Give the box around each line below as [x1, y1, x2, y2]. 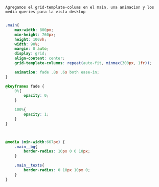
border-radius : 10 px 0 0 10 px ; [24, 149, 90, 154]
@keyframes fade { [5, 84, 44, 89]
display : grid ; [14, 51, 47, 56]
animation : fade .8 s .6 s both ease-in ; [14, 69, 100, 75]
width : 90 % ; [14, 41, 40, 47]
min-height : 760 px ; [14, 32, 56, 37]
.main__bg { [14, 144, 38, 149]
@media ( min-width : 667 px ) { [5, 139, 65, 145]
